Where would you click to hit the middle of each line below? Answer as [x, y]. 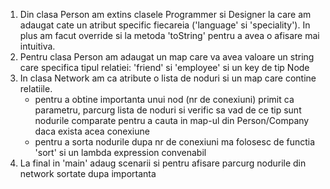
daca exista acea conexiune [92, 131]
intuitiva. [37, 46]
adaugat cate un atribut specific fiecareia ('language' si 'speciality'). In [165, 25]
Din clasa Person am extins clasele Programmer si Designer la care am [165, 14]
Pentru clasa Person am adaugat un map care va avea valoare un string [167, 57]
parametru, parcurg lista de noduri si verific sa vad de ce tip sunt [168, 110]
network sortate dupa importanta [88, 173]
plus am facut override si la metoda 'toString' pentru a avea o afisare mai [169, 35]
